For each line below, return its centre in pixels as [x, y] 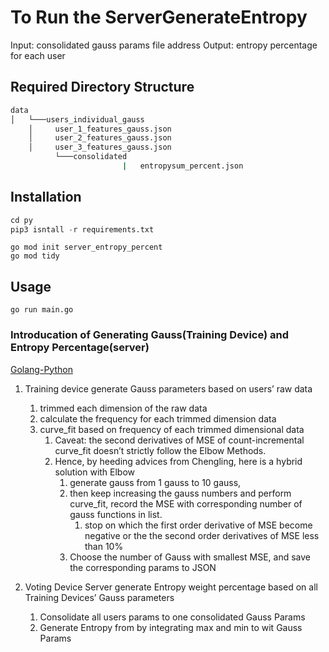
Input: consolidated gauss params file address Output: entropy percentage [164, 45]
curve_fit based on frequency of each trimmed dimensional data [172, 429]
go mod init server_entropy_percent [86, 247]
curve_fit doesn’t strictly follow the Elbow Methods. [160, 450]
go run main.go [42, 310]
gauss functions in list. [116, 514]
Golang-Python [41, 369]
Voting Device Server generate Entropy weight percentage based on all [171, 587]
